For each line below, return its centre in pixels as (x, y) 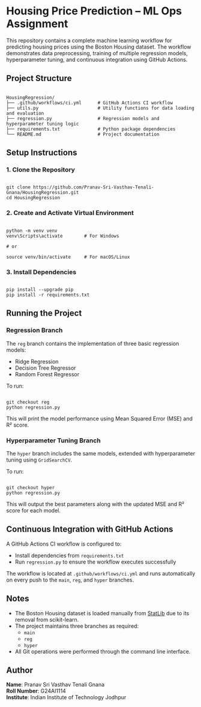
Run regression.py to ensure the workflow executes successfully (95, 562)
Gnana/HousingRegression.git (43, 193)
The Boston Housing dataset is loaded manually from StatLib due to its (102, 613)
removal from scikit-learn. (47, 619)
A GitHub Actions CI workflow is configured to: (64, 544)
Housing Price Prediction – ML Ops (94, 11)
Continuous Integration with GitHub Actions (90, 529)
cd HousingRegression (33, 198)
